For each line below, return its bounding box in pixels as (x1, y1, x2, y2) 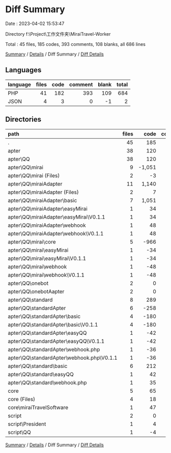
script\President (8, 420, 46, 428)
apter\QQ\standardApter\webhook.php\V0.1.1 (8, 354, 118, 361)
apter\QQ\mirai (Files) (8, 172, 60, 179)
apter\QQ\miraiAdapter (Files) (8, 189, 79, 196)
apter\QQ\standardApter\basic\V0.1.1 (8, 321, 98, 328)
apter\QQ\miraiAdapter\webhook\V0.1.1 (8, 230, 104, 237)
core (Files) (8, 395, 36, 403)
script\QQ (8, 429, 32, 436)
